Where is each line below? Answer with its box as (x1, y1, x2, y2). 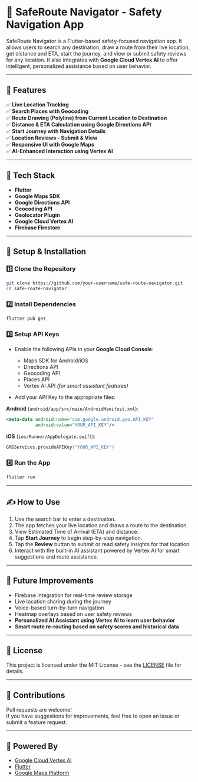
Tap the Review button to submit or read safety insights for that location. (14, 541, 192, 548)
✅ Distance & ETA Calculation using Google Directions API (6, 121, 151, 128)
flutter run (6, 474, 35, 481)
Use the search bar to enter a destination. (14, 515, 116, 523)
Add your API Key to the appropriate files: (14, 394, 116, 401)
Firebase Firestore (14, 224, 61, 231)
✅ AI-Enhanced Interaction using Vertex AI (6, 147, 113, 154)
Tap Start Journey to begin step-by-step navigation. (14, 534, 143, 541)
